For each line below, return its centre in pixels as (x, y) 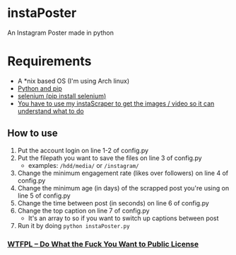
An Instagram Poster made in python (61, 33)
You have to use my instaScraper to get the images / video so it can (116, 103)
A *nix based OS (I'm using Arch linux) (73, 81)
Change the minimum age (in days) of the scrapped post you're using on (123, 188)
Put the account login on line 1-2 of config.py (83, 150)
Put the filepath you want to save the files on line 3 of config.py (110, 158)
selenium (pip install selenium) (62, 96)
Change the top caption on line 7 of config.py (83, 210)
